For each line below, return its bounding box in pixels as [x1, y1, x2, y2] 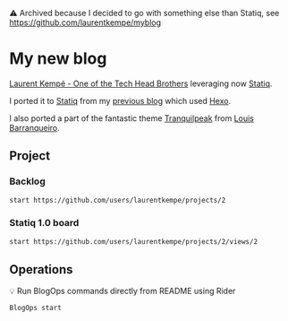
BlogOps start [9, 304, 63, 313]
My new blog [9, 48, 107, 69]
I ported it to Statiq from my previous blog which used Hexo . [9, 95, 231, 106]
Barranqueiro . [9, 122, 60, 133]
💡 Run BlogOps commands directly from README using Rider [9, 286, 236, 297]
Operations [9, 262, 73, 277]
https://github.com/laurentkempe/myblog [9, 17, 162, 28]
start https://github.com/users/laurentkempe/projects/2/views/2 [9, 237, 258, 246]
